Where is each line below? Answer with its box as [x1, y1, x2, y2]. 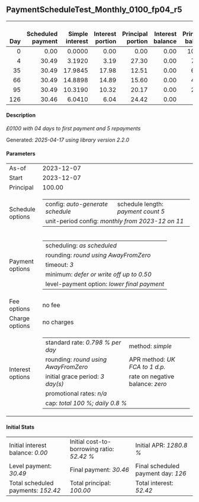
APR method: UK [129, 355, 176, 363]
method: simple [129, 342, 172, 350]
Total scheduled [9, 479, 54, 487]
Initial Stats [6, 423, 34, 430]
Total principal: [69, 479, 111, 487]
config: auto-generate [45, 200, 108, 208]
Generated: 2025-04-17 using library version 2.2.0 [6, 136, 129, 144]
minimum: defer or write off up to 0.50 [45, 271, 152, 279]
